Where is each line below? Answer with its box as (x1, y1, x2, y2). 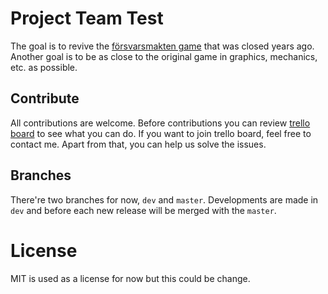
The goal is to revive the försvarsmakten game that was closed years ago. (10, 40, 315, 52)
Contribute (10, 90, 80, 107)
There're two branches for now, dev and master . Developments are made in (10, 193, 319, 206)
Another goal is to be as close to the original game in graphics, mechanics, (10, 50, 318, 62)
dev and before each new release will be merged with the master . (10, 204, 277, 216)
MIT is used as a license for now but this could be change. (10, 272, 251, 284)
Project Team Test (10, 7, 164, 30)
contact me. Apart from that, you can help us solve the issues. (10, 138, 267, 150)
